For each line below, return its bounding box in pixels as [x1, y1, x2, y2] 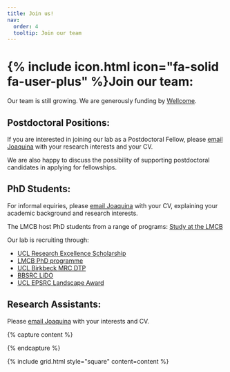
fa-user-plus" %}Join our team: [7, 74, 193, 90]
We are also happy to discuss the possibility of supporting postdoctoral [7, 156, 210, 164]
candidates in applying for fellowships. [7, 163, 117, 171]
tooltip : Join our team [13, 29, 82, 37]
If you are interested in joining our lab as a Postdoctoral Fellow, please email [7, 136, 223, 143]
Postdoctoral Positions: [7, 117, 111, 129]
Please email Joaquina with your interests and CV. [7, 317, 150, 325]
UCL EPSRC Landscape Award [17, 278, 105, 287]
